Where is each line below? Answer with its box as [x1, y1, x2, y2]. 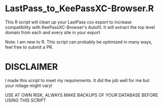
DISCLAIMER [5, 62, 58, 72]
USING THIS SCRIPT [5, 97, 46, 103]
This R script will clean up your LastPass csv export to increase [5, 19, 132, 25]
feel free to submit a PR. [5, 44, 54, 50]
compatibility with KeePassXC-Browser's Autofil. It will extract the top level [5, 24, 155, 30]
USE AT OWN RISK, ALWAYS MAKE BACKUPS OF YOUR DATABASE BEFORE [5, 92, 158, 98]
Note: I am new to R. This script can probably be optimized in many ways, [5, 39, 152, 44]
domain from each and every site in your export [5, 29, 101, 35]
